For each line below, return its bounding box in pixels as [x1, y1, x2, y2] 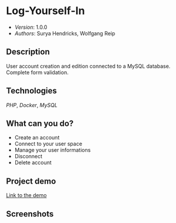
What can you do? [6, 118, 74, 128]
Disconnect [14, 153, 43, 160]
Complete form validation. [6, 69, 69, 76]
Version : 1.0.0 [14, 24, 48, 31]
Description [6, 47, 50, 57]
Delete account [14, 159, 52, 166]
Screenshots [6, 209, 54, 219]
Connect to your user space [14, 140, 83, 148]
